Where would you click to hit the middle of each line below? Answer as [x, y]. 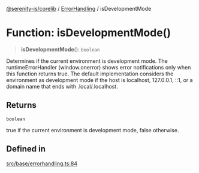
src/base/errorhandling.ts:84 [42, 163]
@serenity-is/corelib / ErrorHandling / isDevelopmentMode [79, 9]
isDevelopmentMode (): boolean [60, 49]
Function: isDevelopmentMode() [88, 33]
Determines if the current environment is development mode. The [87, 61]
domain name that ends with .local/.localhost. [62, 86]
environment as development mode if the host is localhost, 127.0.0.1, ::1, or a [99, 80]
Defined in [26, 149]
